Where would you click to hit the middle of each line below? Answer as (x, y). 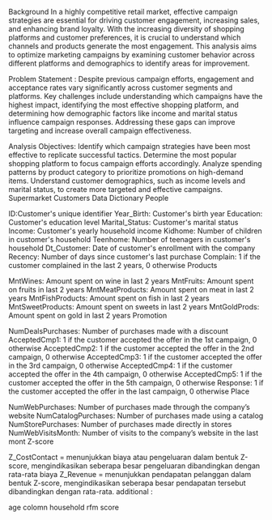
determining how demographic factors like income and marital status (123, 113)
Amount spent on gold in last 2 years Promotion (88, 315)
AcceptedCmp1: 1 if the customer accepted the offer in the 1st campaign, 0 (133, 340)
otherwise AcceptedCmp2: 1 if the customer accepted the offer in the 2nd (132, 348)
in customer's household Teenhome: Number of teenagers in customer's (130, 239)
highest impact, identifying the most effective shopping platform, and (123, 105)
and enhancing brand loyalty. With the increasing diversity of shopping (126, 29)
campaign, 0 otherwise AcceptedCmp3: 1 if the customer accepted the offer (136, 357)
